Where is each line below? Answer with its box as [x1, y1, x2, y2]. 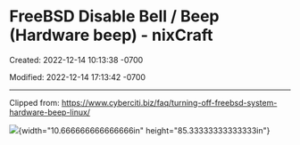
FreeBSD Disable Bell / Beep [9, 6, 221, 27]
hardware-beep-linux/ [9, 107, 91, 117]
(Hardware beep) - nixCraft [9, 25, 213, 45]
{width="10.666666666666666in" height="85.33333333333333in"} [18, 125, 271, 135]
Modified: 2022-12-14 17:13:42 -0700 [9, 71, 146, 82]
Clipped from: [9, 97, 60, 108]
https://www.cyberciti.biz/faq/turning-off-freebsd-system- [61, 97, 278, 108]
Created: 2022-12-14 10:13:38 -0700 [9, 54, 144, 65]
